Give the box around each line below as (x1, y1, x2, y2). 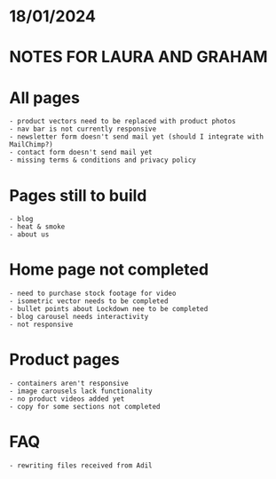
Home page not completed (9, 259, 209, 280)
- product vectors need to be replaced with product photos (9, 117, 237, 126)
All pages (9, 87, 80, 108)
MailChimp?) (9, 140, 53, 149)
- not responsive (9, 320, 74, 330)
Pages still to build (9, 185, 147, 205)
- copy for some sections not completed (9, 403, 162, 411)
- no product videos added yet (9, 395, 125, 403)
